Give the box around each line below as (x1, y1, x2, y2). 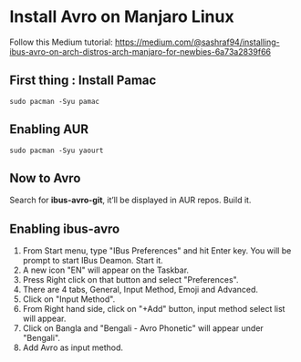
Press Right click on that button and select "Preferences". (22, 274, 239, 285)
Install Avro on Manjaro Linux (9, 6, 234, 27)
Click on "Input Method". (22, 294, 116, 305)
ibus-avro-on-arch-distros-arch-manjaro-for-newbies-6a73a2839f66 (9, 46, 272, 57)
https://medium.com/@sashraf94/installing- (114, 36, 280, 47)
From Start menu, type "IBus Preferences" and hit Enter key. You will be (22, 245, 292, 256)
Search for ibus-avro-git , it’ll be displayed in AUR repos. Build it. (9, 194, 252, 206)
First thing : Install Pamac (9, 73, 157, 88)
